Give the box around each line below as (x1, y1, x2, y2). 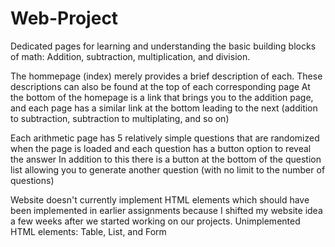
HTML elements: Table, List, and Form (10, 225, 167, 237)
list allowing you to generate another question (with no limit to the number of (10, 163, 326, 176)
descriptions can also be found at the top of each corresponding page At (10, 80, 311, 92)
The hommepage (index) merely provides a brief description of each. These (10, 70, 323, 82)
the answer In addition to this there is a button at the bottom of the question (10, 153, 322, 165)
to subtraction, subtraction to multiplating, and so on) (10, 112, 230, 124)
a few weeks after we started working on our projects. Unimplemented (10, 215, 301, 227)
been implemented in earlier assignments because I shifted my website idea (10, 204, 323, 216)
